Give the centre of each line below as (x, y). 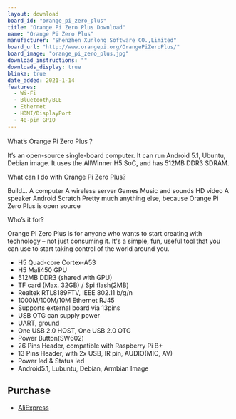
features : (22, 87)
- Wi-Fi (25, 93)
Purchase (29, 391)
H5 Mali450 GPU (42, 270)
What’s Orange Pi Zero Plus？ (51, 141)
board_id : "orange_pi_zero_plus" (57, 21)
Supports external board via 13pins (69, 308)
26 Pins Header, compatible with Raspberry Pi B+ (90, 346)
